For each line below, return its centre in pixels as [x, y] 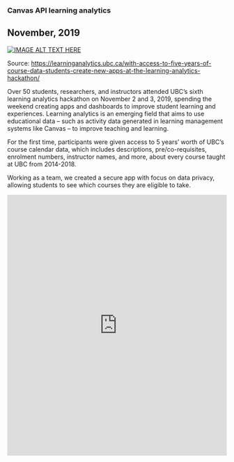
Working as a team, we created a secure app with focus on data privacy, [111, 177]
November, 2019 [44, 33]
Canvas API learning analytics [59, 10]
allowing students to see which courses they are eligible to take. [99, 185]
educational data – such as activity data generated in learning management [115, 121]
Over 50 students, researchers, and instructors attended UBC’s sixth [105, 91]
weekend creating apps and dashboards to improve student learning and [111, 106]
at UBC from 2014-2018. [42, 164]
